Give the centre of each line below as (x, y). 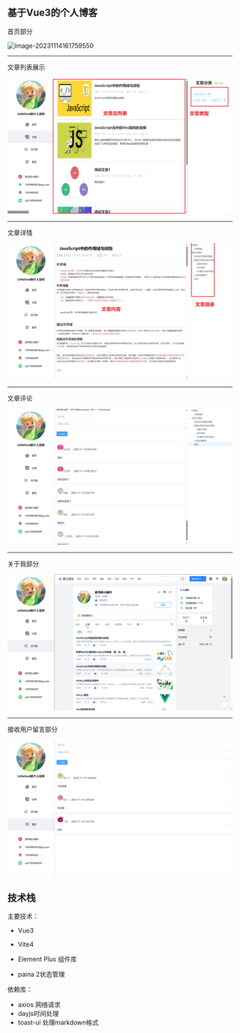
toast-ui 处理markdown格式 (58, 1022)
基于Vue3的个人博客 (52, 13)
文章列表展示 (26, 67)
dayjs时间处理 (38, 1014)
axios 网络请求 (39, 1004)
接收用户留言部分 (32, 730)
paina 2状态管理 (41, 974)
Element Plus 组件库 (47, 959)
